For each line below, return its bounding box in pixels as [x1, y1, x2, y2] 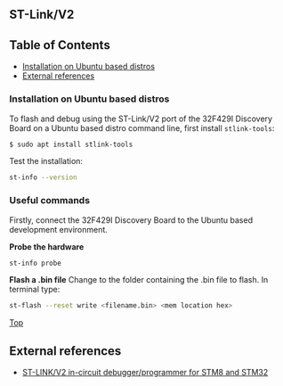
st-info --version [9, 173, 77, 182]
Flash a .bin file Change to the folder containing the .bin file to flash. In [9, 275, 269, 285]
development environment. [9, 224, 109, 234]
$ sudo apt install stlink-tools [9, 140, 133, 149]
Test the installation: [9, 156, 83, 167]
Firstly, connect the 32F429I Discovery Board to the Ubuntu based [9, 214, 254, 226]
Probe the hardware [9, 241, 85, 252]
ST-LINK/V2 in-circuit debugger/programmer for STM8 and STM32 [21, 367, 269, 378]
